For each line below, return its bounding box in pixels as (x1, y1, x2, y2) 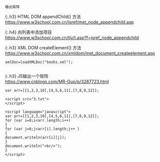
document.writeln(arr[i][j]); (5, 135, 67, 140)
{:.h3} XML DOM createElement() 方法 (5, 45, 81, 50)
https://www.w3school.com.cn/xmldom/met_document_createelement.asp (5, 50, 155, 56)
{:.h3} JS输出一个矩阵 (5, 73, 49, 79)
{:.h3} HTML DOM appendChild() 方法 (5, 14, 81, 20)
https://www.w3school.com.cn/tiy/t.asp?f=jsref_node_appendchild (5, 35, 139, 40)
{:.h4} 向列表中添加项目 (5, 29, 52, 35)
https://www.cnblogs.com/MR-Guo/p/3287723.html (5, 79, 109, 84)
